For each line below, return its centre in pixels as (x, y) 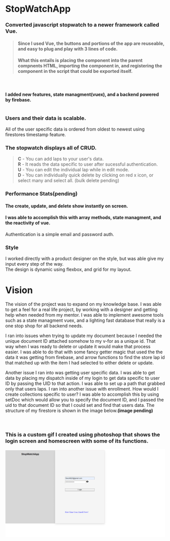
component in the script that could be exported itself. (75, 71)
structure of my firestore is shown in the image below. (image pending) (79, 410)
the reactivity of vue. (28, 223)
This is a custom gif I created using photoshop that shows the (83, 434)
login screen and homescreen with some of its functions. (77, 441)
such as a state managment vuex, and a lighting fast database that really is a (85, 320)
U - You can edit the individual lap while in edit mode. (73, 170)
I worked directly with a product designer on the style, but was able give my (84, 259)
